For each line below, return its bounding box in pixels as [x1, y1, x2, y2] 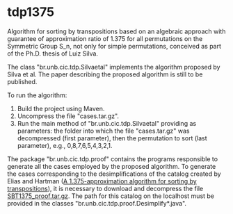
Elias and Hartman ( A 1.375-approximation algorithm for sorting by [7, 176, 197, 185]
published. [7, 77, 38, 85]
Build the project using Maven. [17, 104, 105, 113]
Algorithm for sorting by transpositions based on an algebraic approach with [7, 27, 226, 35]
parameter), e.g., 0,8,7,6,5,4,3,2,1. [17, 141, 113, 149]
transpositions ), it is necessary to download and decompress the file [7, 184, 204, 192]
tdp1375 [7, 4, 54, 20]
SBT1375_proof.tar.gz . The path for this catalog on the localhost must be [7, 192, 214, 200]
